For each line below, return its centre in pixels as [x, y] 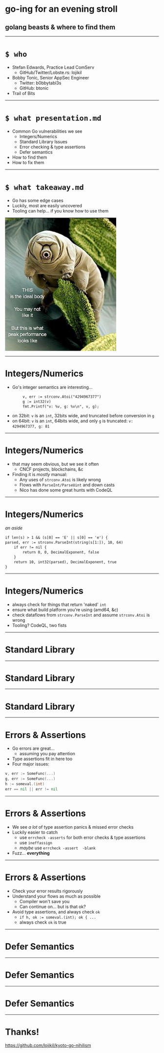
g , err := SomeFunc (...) [30, 779]
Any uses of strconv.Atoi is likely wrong [60, 479]
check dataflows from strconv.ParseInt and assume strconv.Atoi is [81, 615]
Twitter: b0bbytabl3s [40, 83]
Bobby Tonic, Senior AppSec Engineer [51, 77]
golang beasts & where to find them [60, 27]
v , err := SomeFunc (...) [30, 774]
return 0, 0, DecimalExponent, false [61, 552]
